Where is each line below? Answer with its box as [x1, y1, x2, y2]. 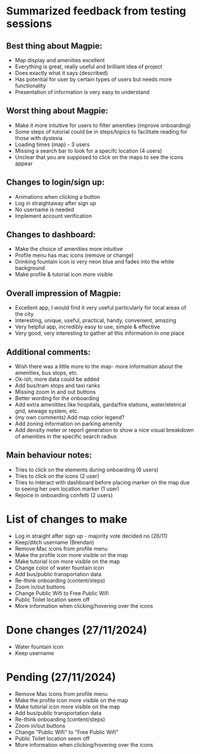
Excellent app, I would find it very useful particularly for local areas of [14, 304, 187, 311]
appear [14, 160, 33, 167]
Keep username [14, 649, 54, 656]
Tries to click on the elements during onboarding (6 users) [14, 466, 159, 473]
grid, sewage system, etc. [14, 407, 79, 414]
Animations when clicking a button [14, 193, 101, 200]
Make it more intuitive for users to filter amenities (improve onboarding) [14, 122, 191, 129]
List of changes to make [6, 513, 128, 526]
